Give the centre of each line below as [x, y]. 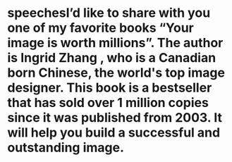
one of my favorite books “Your [100, 28]
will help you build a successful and [114, 133]
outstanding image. [66, 148]
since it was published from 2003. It [115, 118]
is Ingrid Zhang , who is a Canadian [112, 58]
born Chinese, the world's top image [116, 73]
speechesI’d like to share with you [109, 13]
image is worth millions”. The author [115, 43]
